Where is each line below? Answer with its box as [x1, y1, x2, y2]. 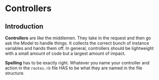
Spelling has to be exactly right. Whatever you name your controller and [5, 60, 150, 65]
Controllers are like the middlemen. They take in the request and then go [5, 35, 151, 41]
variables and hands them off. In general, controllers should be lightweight [5, 46, 154, 51]
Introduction [5, 22, 44, 31]
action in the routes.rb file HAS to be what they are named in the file [5, 65, 142, 71]
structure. [5, 70, 25, 76]
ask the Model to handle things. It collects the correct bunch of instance [5, 40, 149, 46]
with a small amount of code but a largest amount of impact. [5, 50, 125, 56]
